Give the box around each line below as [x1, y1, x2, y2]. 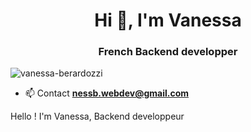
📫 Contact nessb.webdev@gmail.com [24, 87, 189, 99]
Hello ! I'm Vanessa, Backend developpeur [10, 110, 185, 123]
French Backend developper [98, 45, 238, 59]
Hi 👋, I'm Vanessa [94, 9, 242, 32]
